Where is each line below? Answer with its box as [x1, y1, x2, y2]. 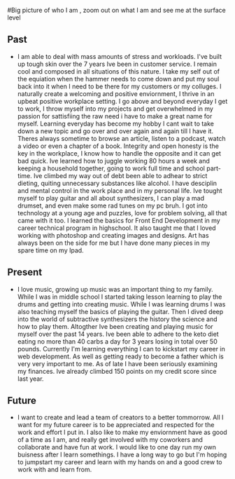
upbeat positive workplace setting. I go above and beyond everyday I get [17, 97, 228, 105]
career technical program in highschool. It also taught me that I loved [17, 224, 216, 232]
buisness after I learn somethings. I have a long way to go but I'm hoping [17, 450, 227, 459]
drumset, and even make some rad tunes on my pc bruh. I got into [17, 201, 208, 210]
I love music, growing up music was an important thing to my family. [17, 285, 213, 293]
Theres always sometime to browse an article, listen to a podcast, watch [17, 134, 226, 142]
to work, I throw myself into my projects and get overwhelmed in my [17, 104, 213, 113]
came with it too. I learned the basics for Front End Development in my [17, 216, 220, 224]
